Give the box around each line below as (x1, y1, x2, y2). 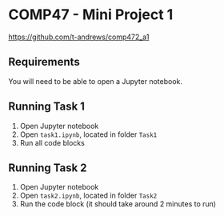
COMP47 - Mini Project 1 (8, 6, 174, 24)
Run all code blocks (19, 138, 86, 147)
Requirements (8, 55, 80, 69)
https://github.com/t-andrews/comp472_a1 (8, 32, 150, 42)
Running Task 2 (8, 161, 87, 174)
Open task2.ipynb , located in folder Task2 (19, 190, 158, 201)
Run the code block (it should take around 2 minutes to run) (19, 199, 217, 209)
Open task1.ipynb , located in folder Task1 (19, 130, 158, 139)
